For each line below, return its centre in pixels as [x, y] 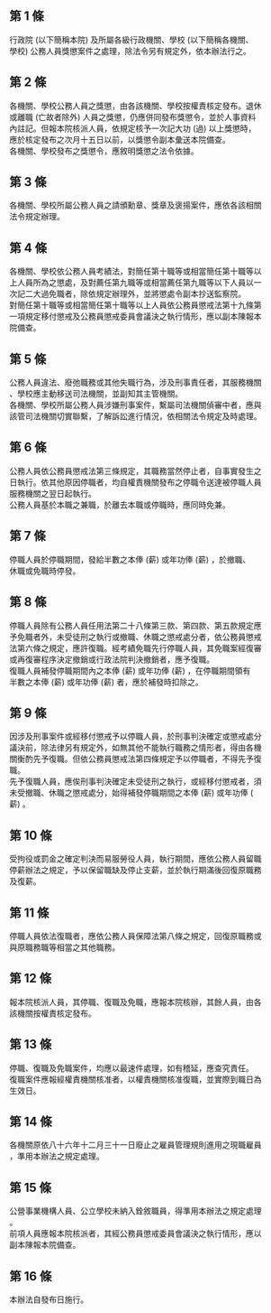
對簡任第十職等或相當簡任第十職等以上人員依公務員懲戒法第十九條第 [135, 305]
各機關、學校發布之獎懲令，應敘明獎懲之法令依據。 [104, 151]
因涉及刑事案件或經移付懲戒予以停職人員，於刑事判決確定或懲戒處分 [135, 736]
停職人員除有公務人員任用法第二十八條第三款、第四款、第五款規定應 [135, 625]
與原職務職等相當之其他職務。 [64, 947]
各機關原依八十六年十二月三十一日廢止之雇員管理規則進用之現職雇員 [135, 1145]
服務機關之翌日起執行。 [53, 493]
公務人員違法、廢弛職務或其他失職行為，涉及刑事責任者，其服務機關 [135, 383]
